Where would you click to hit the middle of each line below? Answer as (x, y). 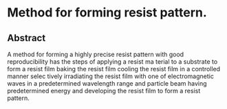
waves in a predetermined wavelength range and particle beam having (107, 83)
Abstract (26, 38)
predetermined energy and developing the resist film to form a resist (104, 91)
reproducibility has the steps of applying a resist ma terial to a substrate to (112, 62)
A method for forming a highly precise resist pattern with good (96, 54)
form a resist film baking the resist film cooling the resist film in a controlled (114, 69)
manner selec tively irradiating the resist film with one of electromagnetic (111, 76)
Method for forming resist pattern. (107, 13)
